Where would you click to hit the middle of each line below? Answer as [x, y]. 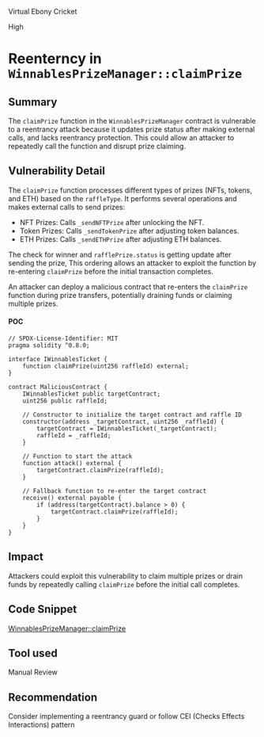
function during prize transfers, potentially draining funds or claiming [120, 295]
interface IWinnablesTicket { [58, 360]
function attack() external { [72, 464]
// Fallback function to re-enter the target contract [115, 491]
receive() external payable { [72, 498]
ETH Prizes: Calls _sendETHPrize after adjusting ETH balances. [121, 239]
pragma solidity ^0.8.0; [49, 346]
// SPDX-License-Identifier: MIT [63, 339]
